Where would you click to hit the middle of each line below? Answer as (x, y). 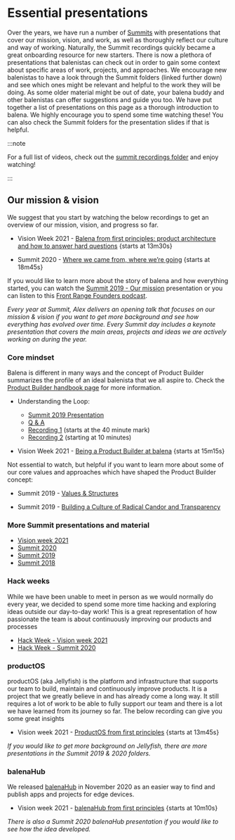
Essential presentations (78, 13)
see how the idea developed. (49, 829)
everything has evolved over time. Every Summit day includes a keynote (112, 324)
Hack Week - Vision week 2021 (62, 640)
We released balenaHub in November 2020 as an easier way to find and (111, 787)
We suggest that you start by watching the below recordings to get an (108, 217)
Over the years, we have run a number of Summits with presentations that (114, 32)
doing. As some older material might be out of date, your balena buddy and (116, 92)
